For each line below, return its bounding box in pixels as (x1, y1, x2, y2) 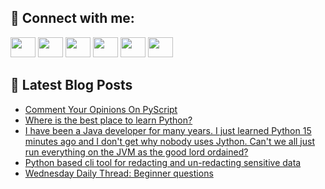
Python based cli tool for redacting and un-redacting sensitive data (24, 156, 302, 168)
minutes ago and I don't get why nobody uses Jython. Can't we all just (24, 135, 315, 147)
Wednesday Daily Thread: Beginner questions (24, 167, 214, 179)
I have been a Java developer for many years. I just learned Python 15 (24, 124, 312, 136)
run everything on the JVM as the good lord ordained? (24, 146, 249, 158)
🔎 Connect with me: (10, 10, 135, 27)
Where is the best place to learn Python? (24, 114, 193, 126)
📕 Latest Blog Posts (10, 77, 133, 94)
